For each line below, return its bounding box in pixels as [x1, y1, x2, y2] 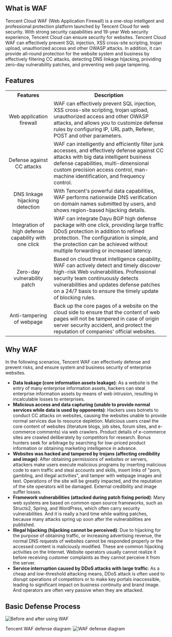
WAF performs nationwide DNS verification [53, 194, 157, 201]
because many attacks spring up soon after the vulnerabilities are [12, 516, 151, 522]
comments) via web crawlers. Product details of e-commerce [36, 429, 166, 435]
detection [17, 203, 40, 210]
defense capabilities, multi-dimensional [53, 159, 149, 166]
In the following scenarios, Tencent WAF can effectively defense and [5, 359, 150, 365]
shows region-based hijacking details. [53, 207, 146, 214]
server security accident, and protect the [53, 321, 152, 328]
